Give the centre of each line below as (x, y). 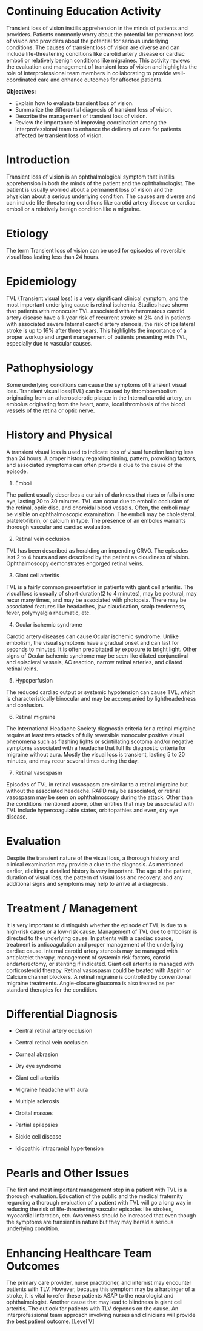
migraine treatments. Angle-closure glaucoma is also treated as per (90, 983)
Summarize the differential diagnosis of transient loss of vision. (94, 109)
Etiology (28, 233)
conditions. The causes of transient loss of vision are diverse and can (93, 47)
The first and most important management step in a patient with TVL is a (97, 1190)
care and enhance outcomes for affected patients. (100, 80)
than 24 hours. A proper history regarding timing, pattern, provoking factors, (101, 458)
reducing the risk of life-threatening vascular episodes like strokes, (90, 1209)
